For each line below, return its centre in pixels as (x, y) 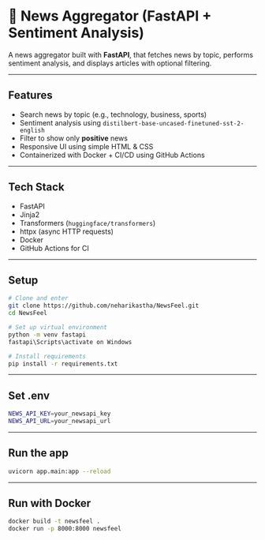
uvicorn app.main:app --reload (60, 471)
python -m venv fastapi (47, 335)
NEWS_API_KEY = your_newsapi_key (60, 414)
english (32, 130)
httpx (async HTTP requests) (67, 231)
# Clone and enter (38, 298)
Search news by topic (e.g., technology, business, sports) (113, 114)
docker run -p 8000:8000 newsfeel (65, 529)
